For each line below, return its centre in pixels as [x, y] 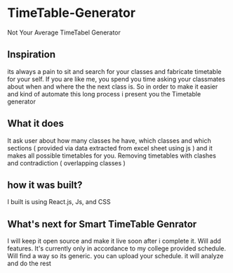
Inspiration [32, 55]
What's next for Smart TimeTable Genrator [102, 224]
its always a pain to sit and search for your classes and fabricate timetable [114, 71]
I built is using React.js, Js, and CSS [59, 202]
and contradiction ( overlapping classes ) [67, 163]
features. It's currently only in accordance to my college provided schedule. [117, 248]
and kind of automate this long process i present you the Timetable [104, 94]
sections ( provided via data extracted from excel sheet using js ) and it [110, 148]
